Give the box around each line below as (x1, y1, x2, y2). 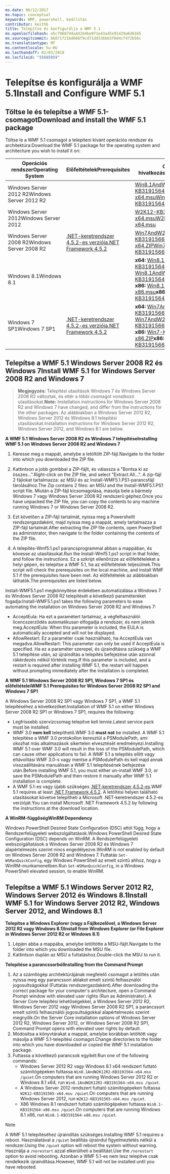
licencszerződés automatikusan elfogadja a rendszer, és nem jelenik (12, 619, 155, 625)
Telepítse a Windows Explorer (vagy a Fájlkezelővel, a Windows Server (5, 920, 157, 926)
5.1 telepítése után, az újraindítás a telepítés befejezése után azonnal (12, 651, 155, 657)
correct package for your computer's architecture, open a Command (12, 987, 156, 994)
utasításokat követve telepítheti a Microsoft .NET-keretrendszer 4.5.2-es (12, 794, 163, 801)
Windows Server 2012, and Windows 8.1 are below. (17, 426, 124, 432)
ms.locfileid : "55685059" (5, 54, 60, 60)
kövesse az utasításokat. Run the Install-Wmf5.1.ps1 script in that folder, (12, 551, 160, 557)
